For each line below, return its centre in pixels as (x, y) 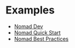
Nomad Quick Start (37, 32)
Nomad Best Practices (41, 39)
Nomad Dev (29, 26)
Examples (30, 10)
